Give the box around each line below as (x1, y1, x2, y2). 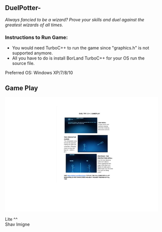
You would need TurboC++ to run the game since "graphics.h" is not (12, 45, 149, 51)
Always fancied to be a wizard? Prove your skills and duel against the (5, 16, 145, 22)
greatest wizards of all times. (5, 22, 64, 28)
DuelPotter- (5, 4, 41, 12)
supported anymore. (12, 50, 53, 56)
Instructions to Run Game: (5, 34, 68, 41)
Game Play (5, 84, 38, 92)
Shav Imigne (5, 221, 30, 227)
